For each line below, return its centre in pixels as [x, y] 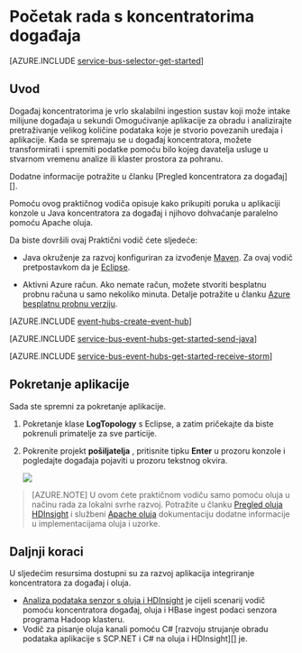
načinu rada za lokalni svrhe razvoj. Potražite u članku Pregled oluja [157, 504]
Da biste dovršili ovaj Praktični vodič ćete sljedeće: [104, 240]
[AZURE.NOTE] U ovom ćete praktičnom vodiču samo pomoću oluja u [160, 494]
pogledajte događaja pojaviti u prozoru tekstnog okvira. [125, 460]
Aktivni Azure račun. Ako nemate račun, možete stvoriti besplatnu [144, 284]
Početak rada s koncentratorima [132, 17]
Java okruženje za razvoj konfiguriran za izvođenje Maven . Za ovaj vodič [157, 257]
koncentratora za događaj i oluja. [70, 583]
